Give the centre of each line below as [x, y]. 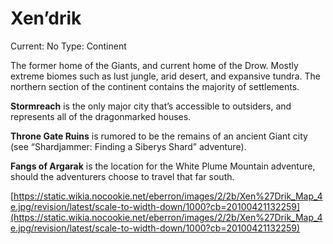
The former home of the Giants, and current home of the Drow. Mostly [154, 65]
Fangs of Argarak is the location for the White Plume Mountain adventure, [163, 166]
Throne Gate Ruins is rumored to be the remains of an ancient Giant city [159, 136]
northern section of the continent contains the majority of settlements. [155, 86]
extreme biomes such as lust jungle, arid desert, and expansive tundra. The [165, 76]
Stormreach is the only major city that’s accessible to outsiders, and [151, 106]
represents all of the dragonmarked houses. [101, 116]
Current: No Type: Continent [68, 46]
